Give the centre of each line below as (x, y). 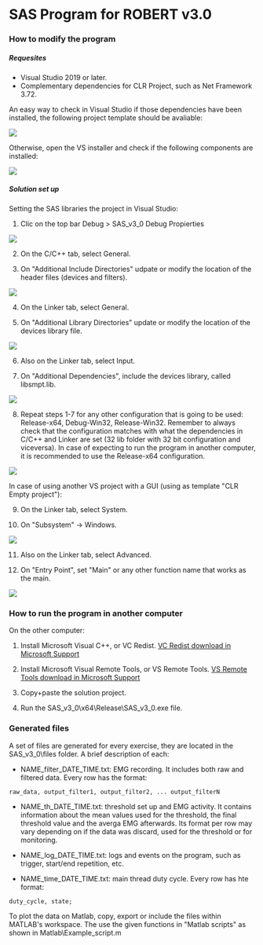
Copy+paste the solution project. (73, 693)
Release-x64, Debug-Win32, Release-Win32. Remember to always (128, 423)
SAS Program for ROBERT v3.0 (111, 15)
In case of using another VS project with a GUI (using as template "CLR (124, 486)
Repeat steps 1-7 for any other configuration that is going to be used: (132, 415)
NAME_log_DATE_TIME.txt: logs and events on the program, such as (130, 855)
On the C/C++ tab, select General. (75, 254)
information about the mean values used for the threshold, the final (128, 815)
